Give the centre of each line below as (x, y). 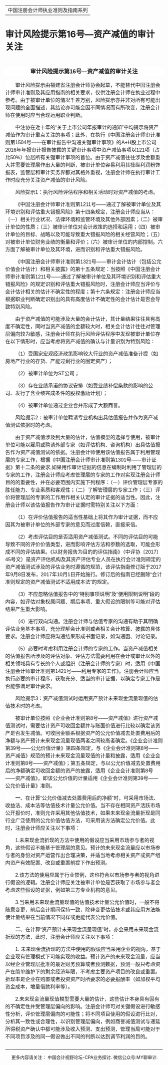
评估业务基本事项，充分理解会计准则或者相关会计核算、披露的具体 (83, 629)
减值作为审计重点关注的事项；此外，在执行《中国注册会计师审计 (80, 135)
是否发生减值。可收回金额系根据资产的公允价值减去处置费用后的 (85, 733)
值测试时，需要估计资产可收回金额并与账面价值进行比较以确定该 (80, 725)
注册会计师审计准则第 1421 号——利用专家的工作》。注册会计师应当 (82, 671)
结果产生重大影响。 (28, 609)
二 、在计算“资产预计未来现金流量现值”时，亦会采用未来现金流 (87, 929)
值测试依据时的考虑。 (30, 425)
